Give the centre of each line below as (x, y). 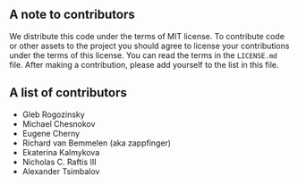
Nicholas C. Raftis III (59, 162)
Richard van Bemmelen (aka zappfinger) (97, 143)
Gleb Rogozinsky (53, 114)
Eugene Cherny (51, 133)
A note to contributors (72, 15)
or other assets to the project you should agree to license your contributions (149, 46)
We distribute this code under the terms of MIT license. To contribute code (147, 36)
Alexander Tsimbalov (61, 171)
